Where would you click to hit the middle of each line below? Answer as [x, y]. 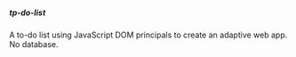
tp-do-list [28, 12]
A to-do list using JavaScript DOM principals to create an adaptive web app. [148, 35]
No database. [34, 44]
